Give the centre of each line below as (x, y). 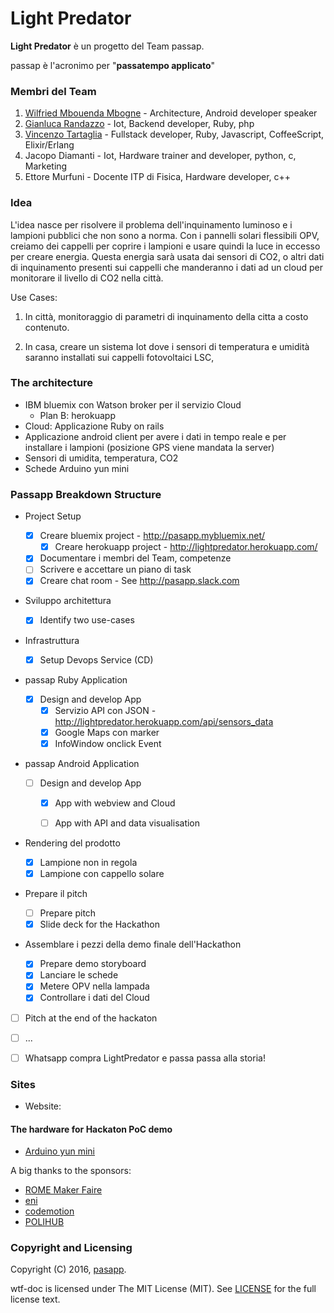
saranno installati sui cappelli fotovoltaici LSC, (119, 357)
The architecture (52, 383)
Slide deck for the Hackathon (100, 924)
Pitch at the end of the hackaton (91, 1018)
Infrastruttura (52, 640)
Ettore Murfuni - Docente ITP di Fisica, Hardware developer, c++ (158, 177)
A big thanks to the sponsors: (71, 1171)
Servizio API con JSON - (105, 710)
